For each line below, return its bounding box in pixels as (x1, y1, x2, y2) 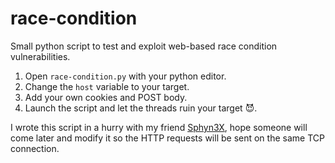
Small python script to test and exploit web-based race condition (10, 40, 278, 52)
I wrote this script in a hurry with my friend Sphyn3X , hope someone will (10, 121, 308, 133)
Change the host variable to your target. (24, 80, 190, 92)
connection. (10, 142, 60, 154)
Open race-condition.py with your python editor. (24, 70, 227, 82)
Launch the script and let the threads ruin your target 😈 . (24, 102, 258, 114)
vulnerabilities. (10, 50, 71, 62)
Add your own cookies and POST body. (24, 91, 188, 103)
